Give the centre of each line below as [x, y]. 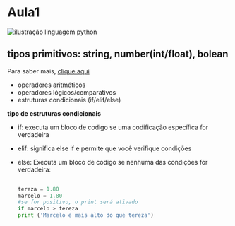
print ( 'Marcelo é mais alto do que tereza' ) [85, 215]
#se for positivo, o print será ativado [78, 202]
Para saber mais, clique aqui [48, 71]
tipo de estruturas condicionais [54, 113]
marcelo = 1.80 [40, 196]
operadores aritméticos [52, 85]
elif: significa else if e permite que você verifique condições [104, 148]
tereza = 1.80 [38, 189]
